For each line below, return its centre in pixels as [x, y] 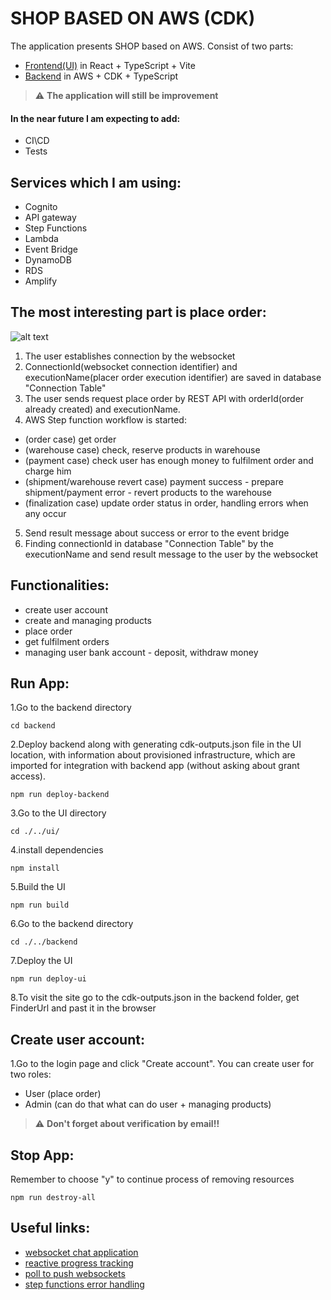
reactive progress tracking [79, 1263]
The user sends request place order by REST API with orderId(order [164, 398]
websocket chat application [81, 1252]
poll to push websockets [75, 1273]
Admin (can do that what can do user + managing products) [148, 1104]
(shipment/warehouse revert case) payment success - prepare [154, 481]
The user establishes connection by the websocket [130, 356]
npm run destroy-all [53, 1198]
